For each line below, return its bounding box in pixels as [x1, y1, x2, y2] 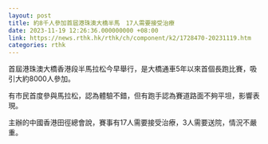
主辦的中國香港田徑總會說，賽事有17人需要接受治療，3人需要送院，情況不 [8, 118, 250, 127]
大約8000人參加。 [14, 74, 76, 84]
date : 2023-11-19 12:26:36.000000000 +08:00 [8, 26, 159, 34]
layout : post [8, 11, 52, 20]
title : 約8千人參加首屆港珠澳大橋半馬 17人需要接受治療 [8, 19, 175, 27]
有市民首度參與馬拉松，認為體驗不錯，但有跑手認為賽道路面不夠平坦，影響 [8, 91, 253, 100]
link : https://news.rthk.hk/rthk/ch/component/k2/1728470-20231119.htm [8, 33, 251, 42]
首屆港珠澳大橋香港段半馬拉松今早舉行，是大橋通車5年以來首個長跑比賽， [8, 64, 250, 74]
